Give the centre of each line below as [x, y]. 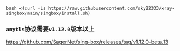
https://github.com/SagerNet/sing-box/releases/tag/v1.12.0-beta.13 [87, 42]
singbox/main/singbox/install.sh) [49, 13]
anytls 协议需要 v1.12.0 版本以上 [50, 29]
